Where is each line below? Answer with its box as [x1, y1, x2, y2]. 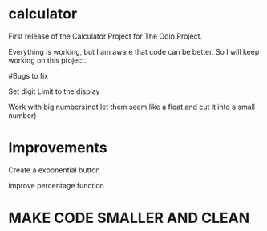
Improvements [8, 139, 107, 157]
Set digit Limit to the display [8, 86, 100, 96]
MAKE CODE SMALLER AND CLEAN [8, 209, 250, 227]
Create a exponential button [8, 165, 100, 175]
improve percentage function [8, 180, 104, 190]
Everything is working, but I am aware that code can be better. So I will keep [8, 47, 260, 56]
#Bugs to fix [8, 71, 49, 80]
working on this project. [8, 55, 87, 65]
